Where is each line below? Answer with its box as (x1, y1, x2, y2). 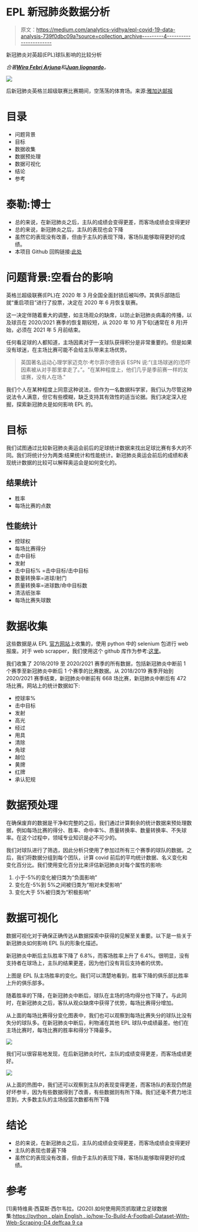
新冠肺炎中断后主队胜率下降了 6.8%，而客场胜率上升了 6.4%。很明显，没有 (6, 952, 190, 959)
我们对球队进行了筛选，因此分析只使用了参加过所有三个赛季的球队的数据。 (6, 847, 187, 854)
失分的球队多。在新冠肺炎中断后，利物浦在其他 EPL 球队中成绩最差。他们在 (6, 1019, 189, 1027)
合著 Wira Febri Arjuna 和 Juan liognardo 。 (6, 63, 110, 71)
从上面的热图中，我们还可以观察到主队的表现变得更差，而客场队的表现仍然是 (6, 1081, 192, 1089)
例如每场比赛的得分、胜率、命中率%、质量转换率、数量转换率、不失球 (16, 827, 187, 834)
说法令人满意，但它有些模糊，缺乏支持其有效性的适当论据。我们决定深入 (6, 393, 181, 400)
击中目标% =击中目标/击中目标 (14, 567, 89, 574)
